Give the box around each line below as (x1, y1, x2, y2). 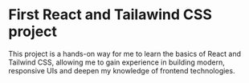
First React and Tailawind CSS (8, 6, 213, 24)
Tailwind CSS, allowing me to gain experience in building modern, (8, 57, 225, 67)
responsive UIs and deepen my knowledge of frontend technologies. (8, 65, 235, 75)
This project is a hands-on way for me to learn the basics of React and (8, 49, 242, 58)
